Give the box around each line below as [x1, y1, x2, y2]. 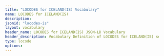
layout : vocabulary [5, 25, 45, 30]
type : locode [5, 39, 32, 44]
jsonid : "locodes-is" [5, 20, 49, 26]
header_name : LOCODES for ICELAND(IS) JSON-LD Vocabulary [5, 30, 125, 35]
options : [5, 43, 23, 48]
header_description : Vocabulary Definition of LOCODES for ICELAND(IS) [5, 35, 154, 39]
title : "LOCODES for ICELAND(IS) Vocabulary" [5, 7, 99, 12]
